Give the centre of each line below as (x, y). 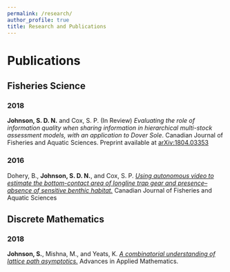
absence (20, 190)
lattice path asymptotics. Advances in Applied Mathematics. (93, 261)
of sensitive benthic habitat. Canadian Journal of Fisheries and (123, 190)
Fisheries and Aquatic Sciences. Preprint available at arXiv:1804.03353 (108, 143)
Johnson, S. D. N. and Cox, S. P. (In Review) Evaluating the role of (101, 121)
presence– (193, 183)
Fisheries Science (47, 86)
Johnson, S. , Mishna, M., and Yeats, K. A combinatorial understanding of (111, 254)
